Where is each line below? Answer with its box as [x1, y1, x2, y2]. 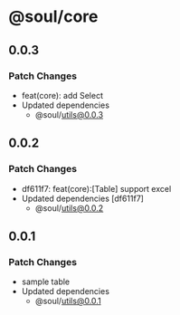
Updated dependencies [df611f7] [21, 193, 144, 204]
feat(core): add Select [21, 90, 103, 100]
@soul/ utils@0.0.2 [34, 202, 104, 214]
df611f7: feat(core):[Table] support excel [21, 183, 172, 194]
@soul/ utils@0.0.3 [34, 109, 104, 119]
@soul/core [8, 6, 99, 27]
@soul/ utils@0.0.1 [34, 296, 101, 307]
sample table [21, 276, 71, 287]
